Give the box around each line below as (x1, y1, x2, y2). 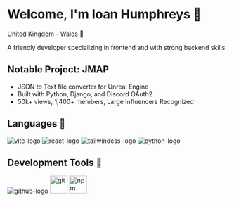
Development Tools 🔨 (7, 156, 103, 168)
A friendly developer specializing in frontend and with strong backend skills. (7, 43, 227, 51)
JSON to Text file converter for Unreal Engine (17, 82, 149, 91)
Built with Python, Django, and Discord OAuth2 (17, 89, 153, 98)
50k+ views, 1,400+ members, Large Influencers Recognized (17, 97, 195, 106)
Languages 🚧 (7, 118, 65, 130)
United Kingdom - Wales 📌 (7, 30, 84, 38)
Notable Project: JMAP (7, 63, 110, 76)
